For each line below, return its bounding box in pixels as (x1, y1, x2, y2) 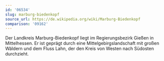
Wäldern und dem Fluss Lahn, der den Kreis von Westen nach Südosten (5, 45, 154, 51)
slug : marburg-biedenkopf (5, 12, 59, 17)
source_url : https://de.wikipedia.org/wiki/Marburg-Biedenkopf (5, 16, 141, 21)
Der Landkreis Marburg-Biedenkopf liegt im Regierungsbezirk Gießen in (5, 35, 154, 41)
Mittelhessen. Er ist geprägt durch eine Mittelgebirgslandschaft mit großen (5, 40, 159, 46)
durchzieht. (5, 51, 29, 57)
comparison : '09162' (5, 21, 49, 26)
